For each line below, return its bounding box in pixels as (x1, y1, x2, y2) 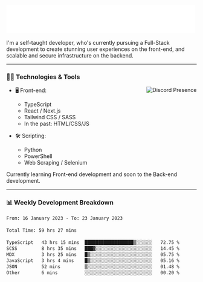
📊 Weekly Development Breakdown (6, 198, 114, 207)
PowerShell (24, 152, 53, 160)
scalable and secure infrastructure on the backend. (6, 52, 134, 59)
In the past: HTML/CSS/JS (24, 120, 89, 128)
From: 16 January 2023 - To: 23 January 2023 (6, 215, 123, 221)
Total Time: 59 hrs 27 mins (6, 227, 77, 234)
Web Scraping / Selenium (24, 159, 88, 166)
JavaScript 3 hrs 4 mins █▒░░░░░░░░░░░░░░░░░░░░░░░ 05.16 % (6, 257, 180, 264)
